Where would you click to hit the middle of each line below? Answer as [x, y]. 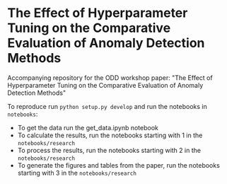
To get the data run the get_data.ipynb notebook [88, 127]
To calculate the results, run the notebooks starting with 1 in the [110, 135]
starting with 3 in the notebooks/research [77, 173]
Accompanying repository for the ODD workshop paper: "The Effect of [110, 77]
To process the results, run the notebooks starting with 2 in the [109, 150]
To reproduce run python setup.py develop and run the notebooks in [107, 106]
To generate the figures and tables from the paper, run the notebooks [119, 165]
